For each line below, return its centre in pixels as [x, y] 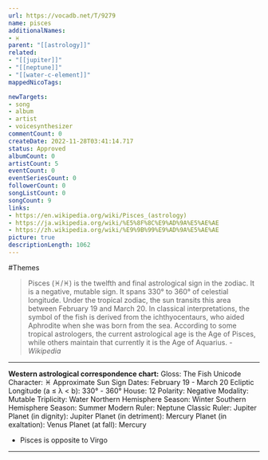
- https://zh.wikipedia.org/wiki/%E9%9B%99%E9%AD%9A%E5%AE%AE [114, 230]
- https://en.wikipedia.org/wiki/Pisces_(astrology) [98, 215]
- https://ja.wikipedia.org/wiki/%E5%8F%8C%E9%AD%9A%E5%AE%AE [114, 223]
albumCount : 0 [32, 156]
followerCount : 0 [37, 186]
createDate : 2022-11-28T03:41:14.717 [71, 141]
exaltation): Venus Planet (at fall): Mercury [77, 424]
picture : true [32, 238]
